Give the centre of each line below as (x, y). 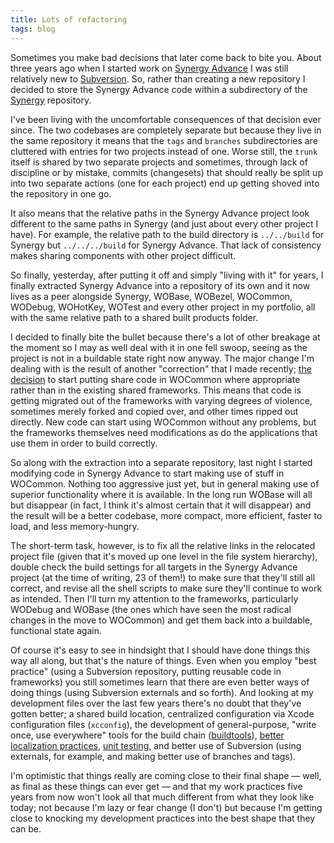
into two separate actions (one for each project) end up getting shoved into (165, 183)
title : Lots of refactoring (69, 19)
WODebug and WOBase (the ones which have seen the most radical (151, 609)
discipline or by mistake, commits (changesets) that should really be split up (166, 172)
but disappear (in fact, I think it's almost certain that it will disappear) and (161, 505)
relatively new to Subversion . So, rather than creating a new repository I (158, 78)
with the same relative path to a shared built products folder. (134, 317)
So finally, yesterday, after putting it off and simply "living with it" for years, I (167, 275)
